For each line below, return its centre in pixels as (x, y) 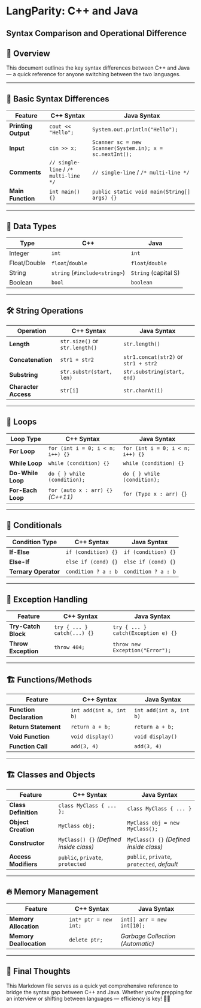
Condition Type (34, 542)
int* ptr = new (91, 919)
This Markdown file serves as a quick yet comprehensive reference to (92, 986)
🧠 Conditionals (34, 525)
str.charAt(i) (143, 390)
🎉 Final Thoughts (38, 971)
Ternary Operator (35, 572)
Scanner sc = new (117, 142)
